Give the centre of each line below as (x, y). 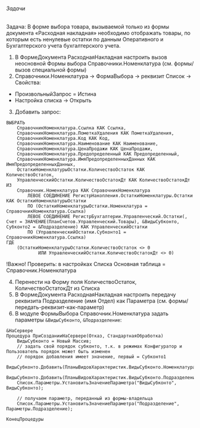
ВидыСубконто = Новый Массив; (54, 341)
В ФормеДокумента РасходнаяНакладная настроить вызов (91, 57)
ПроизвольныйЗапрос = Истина (55, 94)
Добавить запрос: (38, 112)
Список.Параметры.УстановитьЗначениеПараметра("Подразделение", (98, 404)
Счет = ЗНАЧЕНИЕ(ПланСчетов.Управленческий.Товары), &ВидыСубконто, (93, 222)
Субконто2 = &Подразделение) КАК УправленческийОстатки (77, 227)
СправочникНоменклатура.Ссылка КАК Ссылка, (72, 128)
